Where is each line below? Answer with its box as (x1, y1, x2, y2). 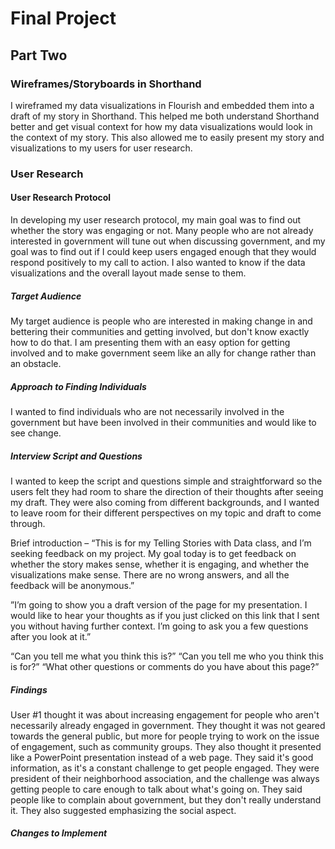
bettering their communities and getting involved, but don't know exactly (10, 325, 310, 337)
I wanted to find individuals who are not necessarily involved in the (10, 405, 285, 417)
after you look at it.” (10, 630, 92, 642)
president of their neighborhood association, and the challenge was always (10, 772, 320, 784)
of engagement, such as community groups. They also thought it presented (10, 740, 322, 752)
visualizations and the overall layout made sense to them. (10, 267, 247, 279)
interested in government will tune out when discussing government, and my (10, 235, 326, 247)
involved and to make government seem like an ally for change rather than (10, 347, 317, 359)
